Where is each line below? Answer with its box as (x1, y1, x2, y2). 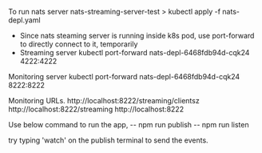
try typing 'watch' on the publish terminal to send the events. (8, 135, 209, 145)
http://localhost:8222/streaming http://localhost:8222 (8, 104, 185, 114)
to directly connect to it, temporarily (19, 39, 138, 49)
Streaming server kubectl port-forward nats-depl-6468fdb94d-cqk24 (19, 48, 250, 57)
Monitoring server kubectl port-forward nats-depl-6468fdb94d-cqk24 (8, 72, 240, 81)
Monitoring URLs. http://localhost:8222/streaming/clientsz (8, 96, 200, 105)
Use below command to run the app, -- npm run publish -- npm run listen (8, 120, 249, 129)
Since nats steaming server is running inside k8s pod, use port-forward (19, 31, 255, 40)
